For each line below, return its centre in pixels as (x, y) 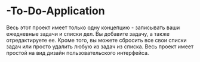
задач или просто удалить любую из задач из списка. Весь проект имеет (100, 46)
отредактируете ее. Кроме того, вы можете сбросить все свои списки (96, 40)
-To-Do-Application (56, 11)
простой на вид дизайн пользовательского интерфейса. (78, 52)
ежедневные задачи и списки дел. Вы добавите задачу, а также (88, 33)
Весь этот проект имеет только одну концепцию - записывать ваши (93, 27)
